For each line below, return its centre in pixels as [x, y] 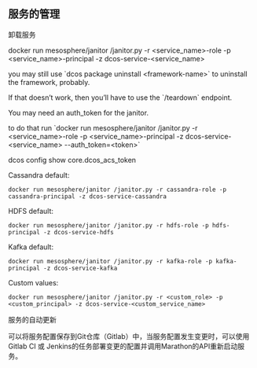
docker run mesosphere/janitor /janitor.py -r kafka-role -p [110, 261]
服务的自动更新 [32, 319]
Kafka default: [31, 247]
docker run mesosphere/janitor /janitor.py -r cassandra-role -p [117, 190]
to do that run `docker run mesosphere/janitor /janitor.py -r [103, 127]
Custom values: [33, 282]
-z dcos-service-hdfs [78, 232]
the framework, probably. [49, 82]
